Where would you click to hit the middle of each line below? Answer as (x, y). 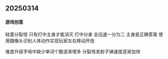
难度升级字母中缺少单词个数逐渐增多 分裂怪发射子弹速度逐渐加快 (73, 51)
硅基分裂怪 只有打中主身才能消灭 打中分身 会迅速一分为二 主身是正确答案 (81, 34)
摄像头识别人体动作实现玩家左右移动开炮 (52, 41)
